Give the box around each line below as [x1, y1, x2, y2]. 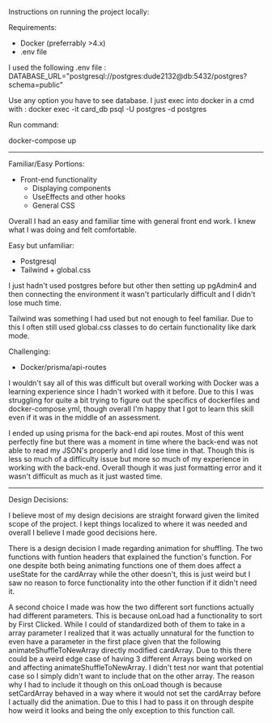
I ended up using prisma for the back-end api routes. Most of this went [8, 428, 244, 437]
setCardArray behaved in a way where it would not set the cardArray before [8, 689, 261, 698]
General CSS [32, 200, 75, 210]
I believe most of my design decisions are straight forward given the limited [8, 510, 259, 520]
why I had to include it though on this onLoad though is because [8, 680, 223, 689]
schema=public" [8, 80, 63, 89]
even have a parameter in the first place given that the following [8, 637, 221, 646]
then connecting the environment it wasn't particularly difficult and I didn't [8, 290, 256, 299]
